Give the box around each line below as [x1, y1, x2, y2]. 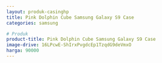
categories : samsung [6, 20, 59, 26]
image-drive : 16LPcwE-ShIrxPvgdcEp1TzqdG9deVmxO [6, 42, 132, 48]
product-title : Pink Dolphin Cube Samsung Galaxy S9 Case [6, 37, 156, 43]
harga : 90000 [6, 47, 39, 54]
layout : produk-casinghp [6, 8, 69, 15]
